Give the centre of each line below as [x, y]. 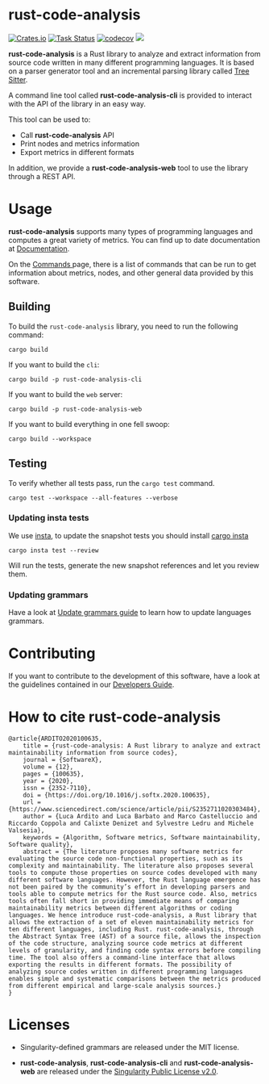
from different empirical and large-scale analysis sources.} [115, 986]
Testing [28, 464]
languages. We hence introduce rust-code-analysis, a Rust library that [133, 915]
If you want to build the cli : [54, 364]
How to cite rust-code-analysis [115, 717]
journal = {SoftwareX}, [63, 760]
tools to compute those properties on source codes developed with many [133, 873]
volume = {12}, [48, 767]
